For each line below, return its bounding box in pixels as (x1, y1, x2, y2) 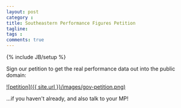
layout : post (6, 8, 39, 15)
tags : (6, 31, 23, 37)
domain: (6, 72, 26, 78)
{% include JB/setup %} (6, 54, 66, 60)
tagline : (6, 25, 28, 32)
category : (6, 14, 34, 21)
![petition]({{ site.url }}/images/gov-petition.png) (6, 83, 126, 91)
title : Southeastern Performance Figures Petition (6, 20, 136, 26)
